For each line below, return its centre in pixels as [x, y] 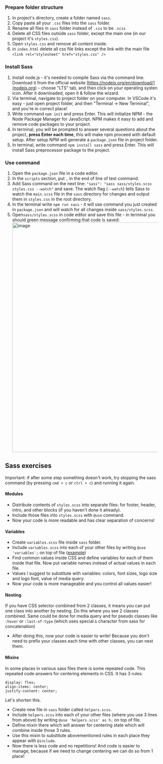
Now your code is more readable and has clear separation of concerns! [83, 520]
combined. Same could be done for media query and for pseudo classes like [81, 616]
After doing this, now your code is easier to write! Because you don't [81, 636]
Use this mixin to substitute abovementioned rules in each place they [81, 735]
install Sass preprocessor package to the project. [61, 150]
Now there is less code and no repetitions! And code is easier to [76, 745]
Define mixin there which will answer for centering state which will [78, 725]
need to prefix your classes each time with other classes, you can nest [82, 641]
